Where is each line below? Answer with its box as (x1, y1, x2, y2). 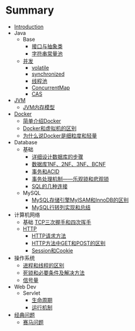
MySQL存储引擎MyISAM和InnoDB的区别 (31, 196, 129, 203)
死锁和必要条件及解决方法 (22, 269, 85, 276)
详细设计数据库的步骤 (31, 153, 83, 160)
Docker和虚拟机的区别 (22, 125, 77, 132)
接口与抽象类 (31, 43, 63, 50)
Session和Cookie (31, 246, 73, 254)
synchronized (31, 70, 65, 77)
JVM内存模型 (22, 103, 55, 111)
